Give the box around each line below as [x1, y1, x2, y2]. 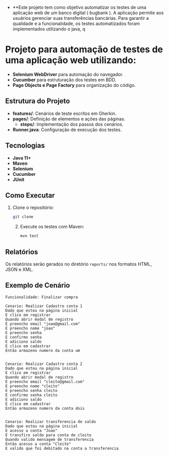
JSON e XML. [5, 266, 34, 272]
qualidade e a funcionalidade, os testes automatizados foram [12, 20, 140, 26]
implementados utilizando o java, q [12, 26, 86, 32]
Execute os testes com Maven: [20, 224, 85, 230]
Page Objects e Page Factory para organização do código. [12, 82, 136, 88]
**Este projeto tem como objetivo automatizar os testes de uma [12, 5, 147, 10]
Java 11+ [12, 155, 31, 161]
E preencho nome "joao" [5, 325, 56, 331]
